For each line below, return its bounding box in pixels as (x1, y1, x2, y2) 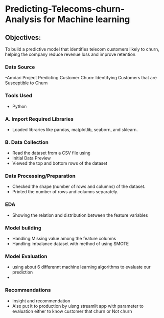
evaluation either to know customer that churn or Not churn (12, 308, 132, 314)
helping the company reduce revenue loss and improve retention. (5, 51, 137, 57)
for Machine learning (43, 14, 130, 25)
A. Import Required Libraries (5, 115, 74, 122)
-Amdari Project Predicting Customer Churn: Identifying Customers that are (5, 75, 157, 81)
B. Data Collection (5, 138, 49, 145)
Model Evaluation (5, 253, 47, 260)
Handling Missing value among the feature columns (12, 236, 117, 242)
